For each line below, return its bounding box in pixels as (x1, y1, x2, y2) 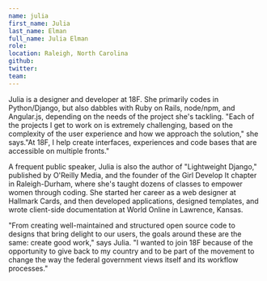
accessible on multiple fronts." (8, 146, 110, 155)
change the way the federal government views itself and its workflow (8, 254, 239, 264)
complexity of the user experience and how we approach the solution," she (8, 129, 259, 138)
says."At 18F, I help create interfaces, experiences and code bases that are (8, 137, 257, 147)
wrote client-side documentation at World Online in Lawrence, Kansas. (8, 204, 244, 215)
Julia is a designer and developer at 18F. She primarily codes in (8, 94, 219, 104)
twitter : (8, 65, 38, 73)
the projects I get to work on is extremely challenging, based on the (8, 120, 233, 130)
